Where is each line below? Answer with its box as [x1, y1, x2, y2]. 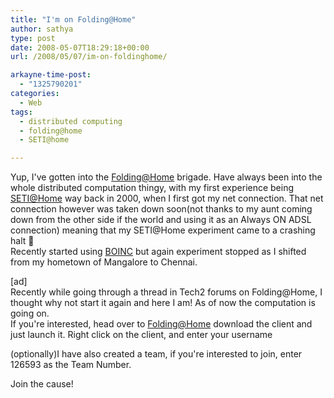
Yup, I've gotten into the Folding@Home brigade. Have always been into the [10, 171, 323, 183]
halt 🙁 [10, 235, 35, 247]
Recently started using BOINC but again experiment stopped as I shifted [10, 246, 307, 258]
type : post [10, 33, 56, 43]
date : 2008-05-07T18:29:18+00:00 [10, 42, 150, 53]
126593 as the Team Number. [10, 359, 132, 371]
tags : [10, 107, 33, 117]
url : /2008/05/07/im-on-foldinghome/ [10, 52, 168, 62]
